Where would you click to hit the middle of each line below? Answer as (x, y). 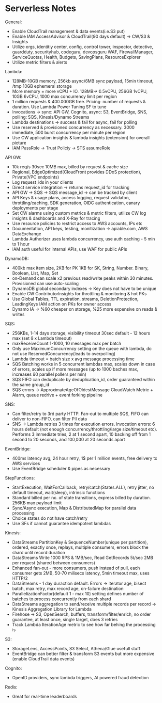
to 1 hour (21, 244)
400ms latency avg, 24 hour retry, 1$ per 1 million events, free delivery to (85, 458)
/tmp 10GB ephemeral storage (42, 86)
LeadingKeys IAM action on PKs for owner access (62, 304)
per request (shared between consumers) (53, 562)
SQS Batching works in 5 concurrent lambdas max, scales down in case (84, 364)
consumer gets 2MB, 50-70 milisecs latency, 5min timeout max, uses (81, 573)
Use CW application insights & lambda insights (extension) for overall (81, 137)
